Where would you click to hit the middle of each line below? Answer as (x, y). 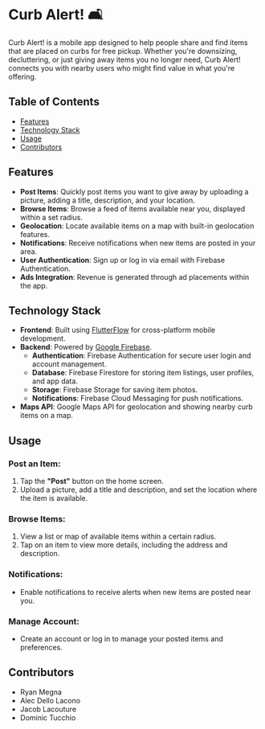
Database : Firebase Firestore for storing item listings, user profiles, (143, 373)
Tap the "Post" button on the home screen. (92, 481)
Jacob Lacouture (48, 709)
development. (43, 338)
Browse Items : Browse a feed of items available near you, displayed (132, 208)
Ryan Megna (41, 692)
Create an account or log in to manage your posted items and (121, 638)
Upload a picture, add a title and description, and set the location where (139, 489)
